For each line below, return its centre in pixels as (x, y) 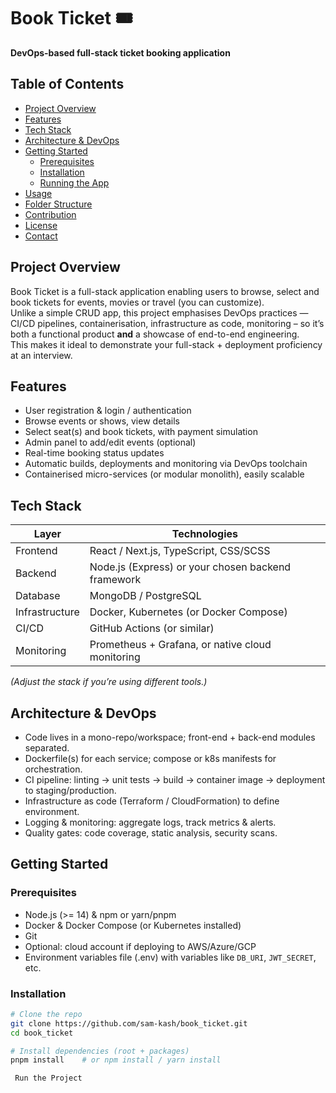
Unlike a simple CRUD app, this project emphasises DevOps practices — (159, 312)
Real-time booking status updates (94, 453)
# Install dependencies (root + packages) (100, 1051)
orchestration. (53, 769)
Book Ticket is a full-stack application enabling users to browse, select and (165, 291)
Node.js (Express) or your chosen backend (190, 567)
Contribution (50, 214)
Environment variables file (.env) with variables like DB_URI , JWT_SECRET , (170, 957)
